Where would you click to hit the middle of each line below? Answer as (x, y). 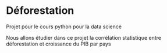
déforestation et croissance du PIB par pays (59, 44)
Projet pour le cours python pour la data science (64, 26)
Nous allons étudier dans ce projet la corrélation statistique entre (84, 37)
